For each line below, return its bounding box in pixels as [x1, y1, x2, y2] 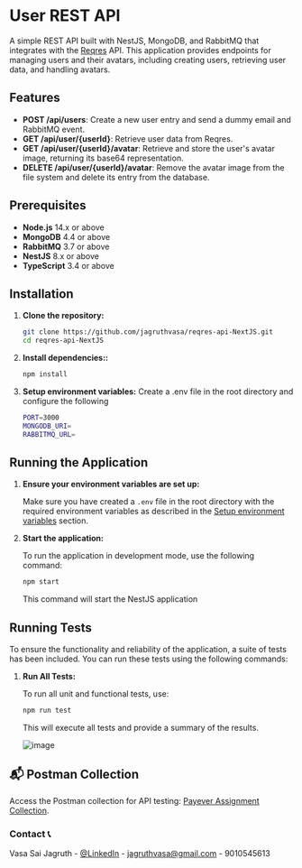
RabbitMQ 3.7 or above [22, 241, 110, 252]
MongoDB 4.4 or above [22, 231, 111, 242]
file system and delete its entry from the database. [22, 171, 210, 182]
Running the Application [9, 455, 149, 470]
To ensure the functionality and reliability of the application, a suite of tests [9, 644, 287, 655]
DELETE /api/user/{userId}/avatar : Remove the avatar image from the [22, 162, 285, 172]
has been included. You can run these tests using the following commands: [9, 653, 288, 664]
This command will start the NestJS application [22, 594, 198, 605]
